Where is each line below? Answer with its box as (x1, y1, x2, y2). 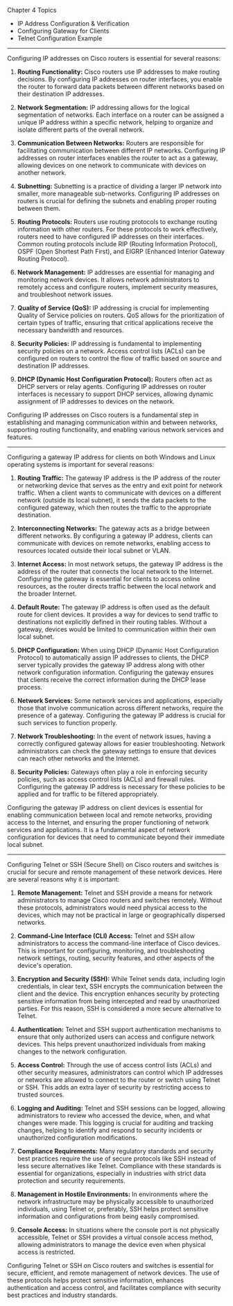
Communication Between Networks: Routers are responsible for (17, 139, 204, 147)
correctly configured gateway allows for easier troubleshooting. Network (17, 740, 225, 747)
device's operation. (17, 962, 73, 969)
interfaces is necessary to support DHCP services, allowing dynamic (17, 390, 214, 398)
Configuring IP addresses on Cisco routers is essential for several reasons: (7, 54, 221, 62)
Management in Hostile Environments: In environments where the (17, 1190, 209, 1198)
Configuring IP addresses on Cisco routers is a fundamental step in (7, 411, 199, 419)
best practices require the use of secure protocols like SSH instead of (17, 1154, 216, 1163)
